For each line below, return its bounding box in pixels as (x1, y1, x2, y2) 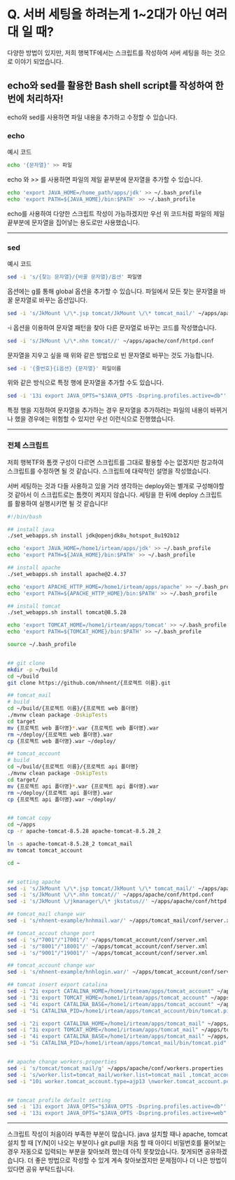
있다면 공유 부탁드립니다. (7, 1165, 75, 1174)
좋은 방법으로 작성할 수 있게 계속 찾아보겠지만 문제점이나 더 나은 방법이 (34, 1156, 227, 1165)
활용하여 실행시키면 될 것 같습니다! (14, 499, 108, 507)
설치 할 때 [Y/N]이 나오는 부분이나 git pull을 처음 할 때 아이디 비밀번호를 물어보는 (7, 1139, 227, 1147)
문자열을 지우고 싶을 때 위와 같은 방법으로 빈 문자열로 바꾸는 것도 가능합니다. (7, 351, 215, 359)
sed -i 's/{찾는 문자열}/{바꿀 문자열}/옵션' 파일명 (7, 273, 142, 281)
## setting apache (7, 878, 61, 885)
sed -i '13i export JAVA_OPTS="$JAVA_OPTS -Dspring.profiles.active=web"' (7, 1110, 230, 1117)
